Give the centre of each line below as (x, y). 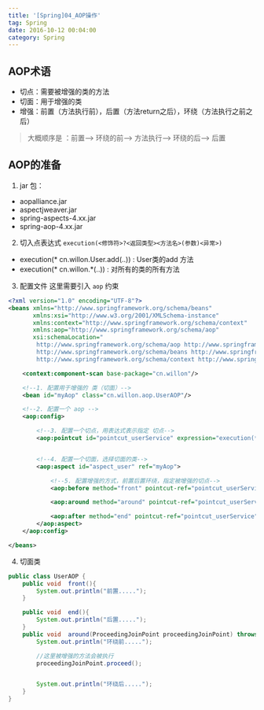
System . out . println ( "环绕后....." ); (95, 684)
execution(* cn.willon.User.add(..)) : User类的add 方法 (106, 259)
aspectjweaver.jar (48, 209)
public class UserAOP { (47, 576)
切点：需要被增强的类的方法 (64, 92)
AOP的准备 (35, 165)
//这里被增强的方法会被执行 (75, 656)
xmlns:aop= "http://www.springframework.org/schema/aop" (126, 330)
